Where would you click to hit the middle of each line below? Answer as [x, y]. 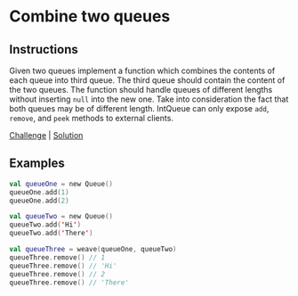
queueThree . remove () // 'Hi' [63, 266]
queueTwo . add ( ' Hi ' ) [45, 225]
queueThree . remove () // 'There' [69, 283]
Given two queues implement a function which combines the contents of [142, 70]
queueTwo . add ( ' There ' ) [51, 234]
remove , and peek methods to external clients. [91, 118]
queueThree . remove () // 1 [57, 257]
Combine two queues [90, 16]
